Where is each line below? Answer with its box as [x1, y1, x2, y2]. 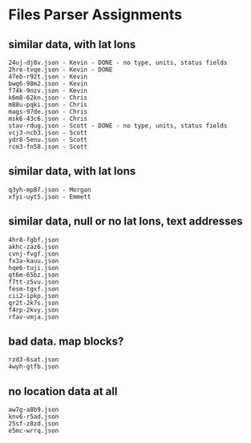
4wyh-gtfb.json [8, 363, 59, 371]
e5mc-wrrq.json [8, 427, 59, 435]
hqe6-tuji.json [8, 264, 59, 272]
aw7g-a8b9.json [8, 406, 59, 414]
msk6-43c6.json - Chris [8, 115, 88, 123]
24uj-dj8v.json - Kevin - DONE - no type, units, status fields [8, 58, 228, 66]
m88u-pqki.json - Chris [8, 101, 88, 109]
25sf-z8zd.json [8, 420, 59, 428]
